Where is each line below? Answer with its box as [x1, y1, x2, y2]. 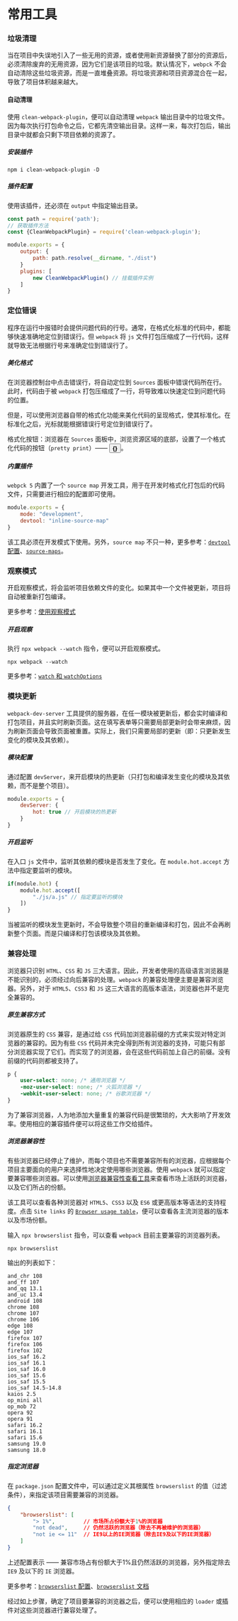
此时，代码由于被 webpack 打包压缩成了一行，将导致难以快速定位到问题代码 [7, 386, 225, 395]
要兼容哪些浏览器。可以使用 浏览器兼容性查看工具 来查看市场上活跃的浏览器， [7, 1174, 231, 1182]
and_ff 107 [7, 1279, 40, 1286]
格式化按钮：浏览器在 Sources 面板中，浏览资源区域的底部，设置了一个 [7, 435, 213, 443]
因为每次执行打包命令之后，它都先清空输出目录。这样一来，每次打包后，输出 [7, 121, 231, 130]
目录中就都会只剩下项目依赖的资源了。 [7, 130, 119, 138]
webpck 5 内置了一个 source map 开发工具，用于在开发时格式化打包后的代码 [7, 481, 225, 490]
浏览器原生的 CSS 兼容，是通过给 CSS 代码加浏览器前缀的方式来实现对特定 [7, 1030, 220, 1038]
